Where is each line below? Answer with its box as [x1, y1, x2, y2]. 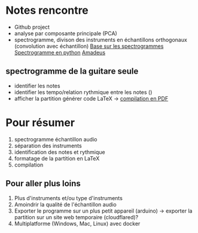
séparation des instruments [14, 142, 82, 149]
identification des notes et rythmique [14, 148, 105, 156]
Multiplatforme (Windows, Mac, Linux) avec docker [14, 220, 141, 227]
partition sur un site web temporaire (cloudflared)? [14, 213, 139, 220]
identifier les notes [14, 82, 60, 89]
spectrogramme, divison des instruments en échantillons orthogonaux [14, 36, 188, 43]
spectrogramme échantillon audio [14, 135, 98, 143]
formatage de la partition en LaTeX [14, 155, 100, 162]
